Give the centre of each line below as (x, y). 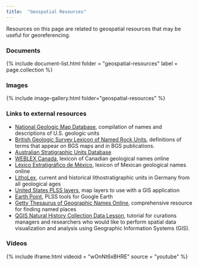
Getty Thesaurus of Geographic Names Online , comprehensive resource (103, 203)
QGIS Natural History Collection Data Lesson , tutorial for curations (96, 215)
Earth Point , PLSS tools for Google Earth (64, 196)
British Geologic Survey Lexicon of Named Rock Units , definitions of (98, 139)
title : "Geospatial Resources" (46, 12)
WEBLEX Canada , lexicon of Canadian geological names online (92, 158)
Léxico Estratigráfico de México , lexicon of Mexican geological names (100, 165)
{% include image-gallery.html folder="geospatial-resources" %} (86, 98)
